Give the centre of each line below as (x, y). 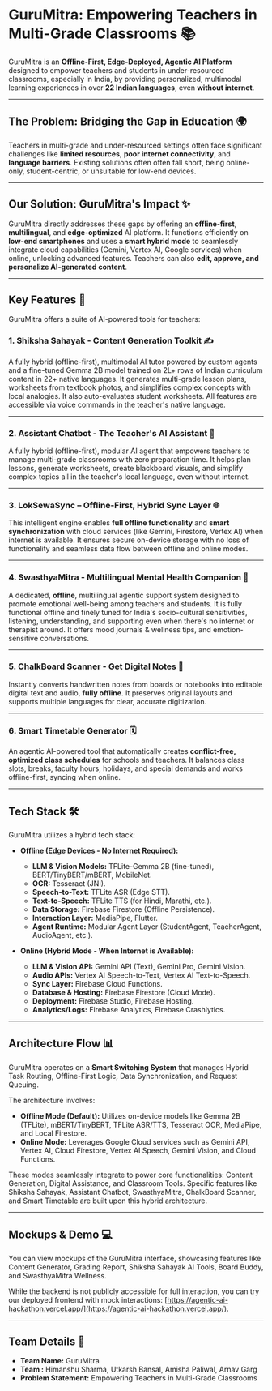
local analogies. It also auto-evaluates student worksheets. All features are (133, 396)
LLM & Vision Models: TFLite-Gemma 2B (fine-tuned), (123, 866)
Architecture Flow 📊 (61, 1044)
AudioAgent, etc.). (62, 935)
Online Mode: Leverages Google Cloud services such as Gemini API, (135, 1141)
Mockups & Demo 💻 (61, 1235)
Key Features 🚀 (47, 300)
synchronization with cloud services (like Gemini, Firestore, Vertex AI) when (136, 532)
